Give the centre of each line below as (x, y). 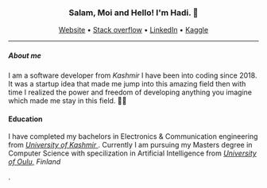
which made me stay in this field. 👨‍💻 (68, 101)
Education (25, 119)
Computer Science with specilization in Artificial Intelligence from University (132, 153)
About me (25, 56)
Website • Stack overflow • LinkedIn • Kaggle (133, 30)
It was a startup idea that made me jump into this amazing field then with (127, 84)
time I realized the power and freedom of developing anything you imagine (130, 92)
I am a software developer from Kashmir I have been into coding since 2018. (133, 75)
